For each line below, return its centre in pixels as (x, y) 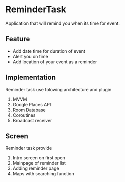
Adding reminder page (36, 168)
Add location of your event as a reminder (55, 62)
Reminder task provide (29, 148)
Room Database (29, 110)
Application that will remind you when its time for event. (63, 23)
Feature (18, 39)
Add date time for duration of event (49, 51)
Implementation (31, 77)
